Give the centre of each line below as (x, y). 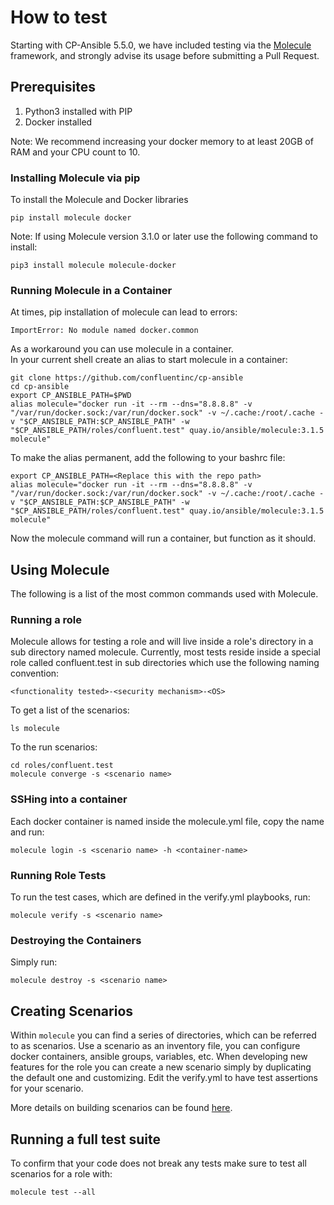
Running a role (46, 620)
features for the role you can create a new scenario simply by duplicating (161, 1067)
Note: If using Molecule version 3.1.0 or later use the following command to (164, 237)
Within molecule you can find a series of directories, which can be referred (163, 1035)
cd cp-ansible (40, 387)
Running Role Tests (58, 875)
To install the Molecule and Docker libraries (99, 200)
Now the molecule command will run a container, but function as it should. (163, 538)
